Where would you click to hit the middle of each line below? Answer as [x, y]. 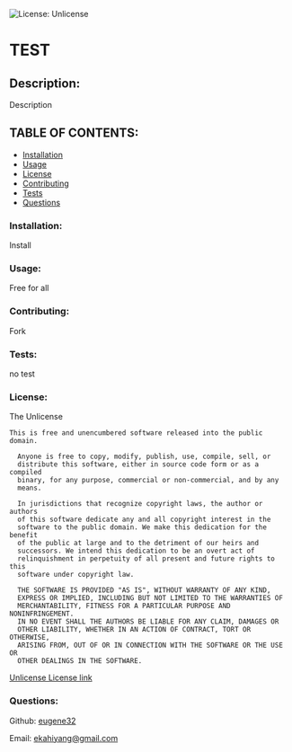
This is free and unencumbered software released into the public [136, 433]
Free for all [29, 288]
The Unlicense [36, 417]
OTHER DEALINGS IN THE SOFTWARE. [80, 661]
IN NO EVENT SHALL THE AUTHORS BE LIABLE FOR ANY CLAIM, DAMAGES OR [148, 622]
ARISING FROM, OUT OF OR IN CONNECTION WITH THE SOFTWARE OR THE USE [150, 646]
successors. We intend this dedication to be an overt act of [136, 551]
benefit [24, 535]
